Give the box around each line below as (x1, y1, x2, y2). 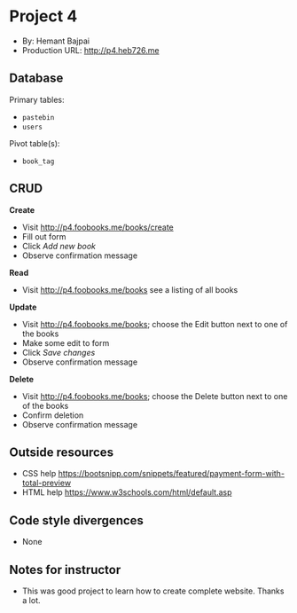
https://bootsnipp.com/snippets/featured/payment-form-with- (58, 468, 285, 479)
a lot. (21, 595, 41, 605)
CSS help (21, 468, 57, 479)
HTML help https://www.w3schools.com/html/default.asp (21, 487, 232, 498)
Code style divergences (9, 513, 145, 528)
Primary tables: (9, 94, 65, 105)
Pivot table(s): (9, 138, 60, 148)
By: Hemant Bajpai (21, 35, 90, 46)
